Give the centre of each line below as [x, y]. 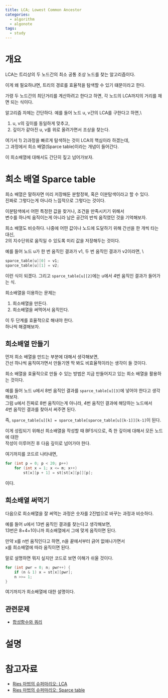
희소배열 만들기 [27, 344]
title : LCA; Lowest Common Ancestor [43, 10]
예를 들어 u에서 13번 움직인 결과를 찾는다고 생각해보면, [58, 524]
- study [18, 33]
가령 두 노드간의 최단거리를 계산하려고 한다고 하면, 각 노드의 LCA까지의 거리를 [81, 95]
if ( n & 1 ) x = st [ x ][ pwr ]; [43, 572]
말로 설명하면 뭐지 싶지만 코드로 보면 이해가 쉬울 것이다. [59, 558]
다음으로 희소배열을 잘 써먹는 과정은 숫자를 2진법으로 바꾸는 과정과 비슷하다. [79, 513]
